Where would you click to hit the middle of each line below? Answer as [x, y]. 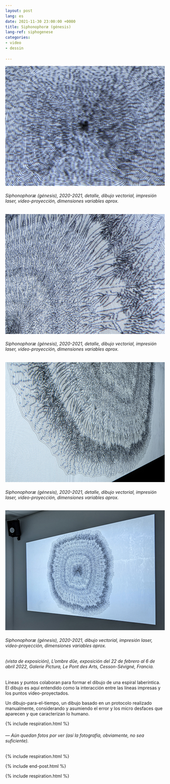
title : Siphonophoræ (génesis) [38, 27]
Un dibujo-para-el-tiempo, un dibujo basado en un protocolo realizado [79, 703]
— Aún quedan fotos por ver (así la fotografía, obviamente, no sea [75, 735]
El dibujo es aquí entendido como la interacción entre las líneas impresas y [83, 688]
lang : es [14, 16]
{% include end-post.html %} [36, 766]
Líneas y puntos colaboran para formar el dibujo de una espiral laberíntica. [83, 683]
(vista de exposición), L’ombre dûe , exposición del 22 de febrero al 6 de [80, 661]
